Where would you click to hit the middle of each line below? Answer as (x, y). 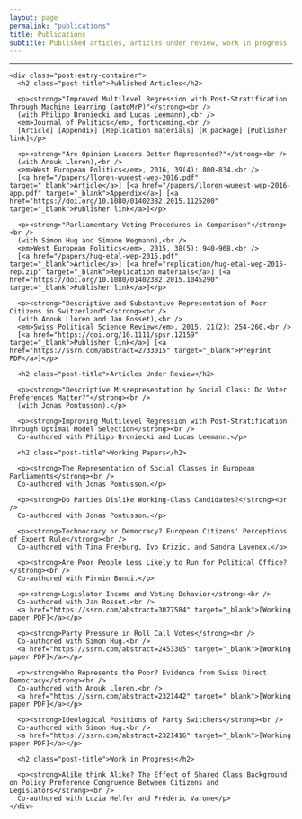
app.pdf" (26, 194)
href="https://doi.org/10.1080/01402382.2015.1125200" (114, 202)
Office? (273, 563)
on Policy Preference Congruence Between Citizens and (114, 783)
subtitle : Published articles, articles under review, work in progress (148, 43)
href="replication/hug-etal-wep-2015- (215, 264)
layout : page (34, 18)
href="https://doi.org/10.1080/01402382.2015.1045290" (114, 280)
